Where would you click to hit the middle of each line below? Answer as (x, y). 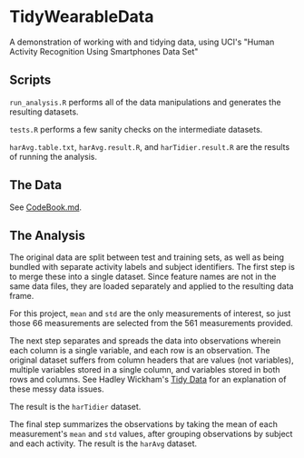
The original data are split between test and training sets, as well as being (147, 257)
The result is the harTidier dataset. (75, 407)
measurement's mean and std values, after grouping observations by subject (151, 434)
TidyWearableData (82, 17)
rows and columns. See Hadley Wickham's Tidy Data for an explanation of (148, 380)
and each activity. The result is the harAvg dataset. (103, 443)
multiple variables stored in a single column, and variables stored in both (145, 370)
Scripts (30, 80)
